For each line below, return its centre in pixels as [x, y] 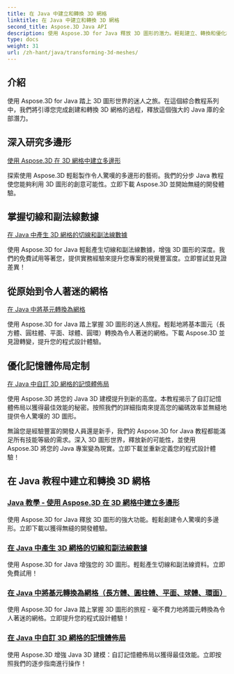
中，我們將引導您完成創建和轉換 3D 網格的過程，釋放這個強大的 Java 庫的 [113, 110]
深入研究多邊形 [39, 143]
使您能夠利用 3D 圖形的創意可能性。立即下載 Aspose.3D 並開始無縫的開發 [113, 184]
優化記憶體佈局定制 [48, 366]
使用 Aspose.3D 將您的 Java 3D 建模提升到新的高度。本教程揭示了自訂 [108, 398]
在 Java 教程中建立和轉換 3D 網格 [79, 481]
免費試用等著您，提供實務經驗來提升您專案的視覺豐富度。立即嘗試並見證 [123, 258]
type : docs [23, 40]
